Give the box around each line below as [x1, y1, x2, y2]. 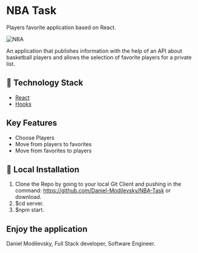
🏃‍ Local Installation [6, 164, 80, 175]
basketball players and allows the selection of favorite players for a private [6, 53, 192, 61]
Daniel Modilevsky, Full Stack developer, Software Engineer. [6, 240, 156, 248]
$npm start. [15, 206, 44, 214]
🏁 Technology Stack [6, 78, 84, 88]
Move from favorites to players [15, 147, 92, 154]
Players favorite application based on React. [6, 24, 116, 31]
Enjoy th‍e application [6, 224, 88, 234]
